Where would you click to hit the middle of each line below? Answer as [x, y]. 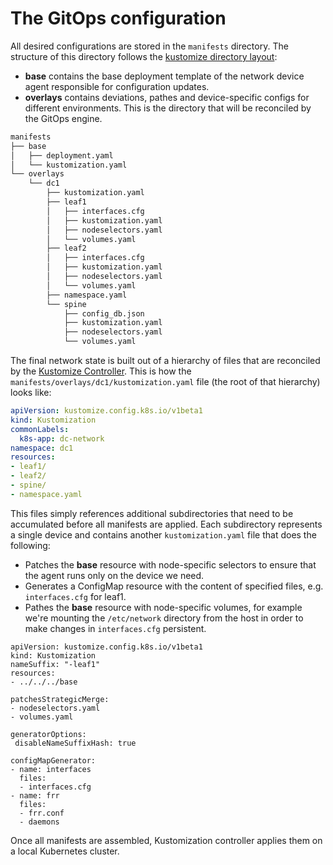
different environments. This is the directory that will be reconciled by [168, 108]
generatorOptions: [48, 734]
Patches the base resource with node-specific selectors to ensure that [170, 564]
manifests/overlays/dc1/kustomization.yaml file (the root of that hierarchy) [165, 382]
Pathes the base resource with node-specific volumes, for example [163, 607]
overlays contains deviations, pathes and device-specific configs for [167, 97]
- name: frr [35, 795]
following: [30, 545]
